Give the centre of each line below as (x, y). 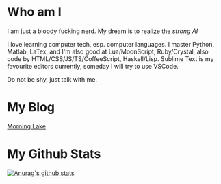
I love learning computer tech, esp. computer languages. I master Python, (110, 44)
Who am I (34, 12)
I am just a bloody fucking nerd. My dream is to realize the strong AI (103, 31)
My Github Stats (54, 154)
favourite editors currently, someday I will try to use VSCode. (93, 66)
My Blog (31, 107)
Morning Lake (27, 126)
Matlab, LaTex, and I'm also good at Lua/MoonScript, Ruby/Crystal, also (108, 51)
